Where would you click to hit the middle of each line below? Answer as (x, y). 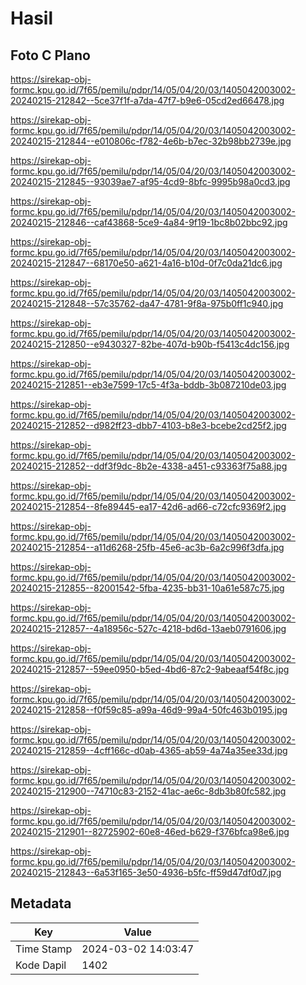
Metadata (41, 903)
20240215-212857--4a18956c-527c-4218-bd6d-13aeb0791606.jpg (148, 628)
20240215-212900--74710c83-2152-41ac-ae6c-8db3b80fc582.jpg (148, 791)
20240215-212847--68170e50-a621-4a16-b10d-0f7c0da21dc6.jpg (146, 263)
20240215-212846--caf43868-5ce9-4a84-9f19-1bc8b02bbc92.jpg (149, 222)
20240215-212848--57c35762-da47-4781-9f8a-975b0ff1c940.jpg (147, 303)
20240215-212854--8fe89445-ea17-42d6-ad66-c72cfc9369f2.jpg (148, 506)
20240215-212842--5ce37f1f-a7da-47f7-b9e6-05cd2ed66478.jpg (147, 100)
